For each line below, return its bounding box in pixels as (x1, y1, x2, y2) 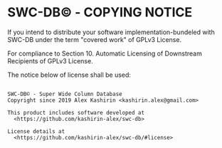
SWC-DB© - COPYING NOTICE (7, 4, 193, 21)
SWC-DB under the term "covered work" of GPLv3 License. (7, 35, 182, 43)
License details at (7, 127, 65, 135)
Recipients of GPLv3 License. (7, 56, 94, 65)
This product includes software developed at (7, 109, 144, 116)
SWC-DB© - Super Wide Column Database (7, 90, 122, 97)
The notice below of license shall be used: (7, 70, 132, 79)
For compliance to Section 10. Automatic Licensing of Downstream (7, 49, 203, 58)
